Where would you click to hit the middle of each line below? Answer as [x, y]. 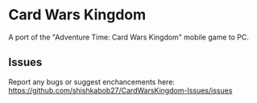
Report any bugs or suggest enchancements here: [92, 81]
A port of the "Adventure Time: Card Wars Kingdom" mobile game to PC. [129, 37]
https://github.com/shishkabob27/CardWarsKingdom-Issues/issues [120, 90]
